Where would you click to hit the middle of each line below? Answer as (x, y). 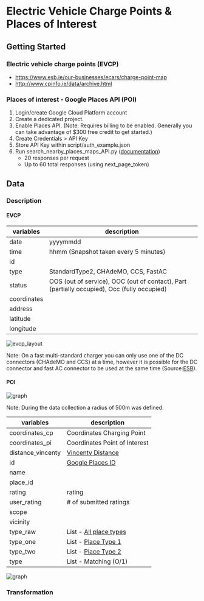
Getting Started (36, 47)
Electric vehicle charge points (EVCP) (63, 64)
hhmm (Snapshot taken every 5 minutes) (107, 251)
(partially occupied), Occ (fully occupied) (108, 289)
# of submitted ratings (98, 502)
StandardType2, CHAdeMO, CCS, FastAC (108, 271)
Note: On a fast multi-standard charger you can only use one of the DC (95, 355)
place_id (21, 482)
